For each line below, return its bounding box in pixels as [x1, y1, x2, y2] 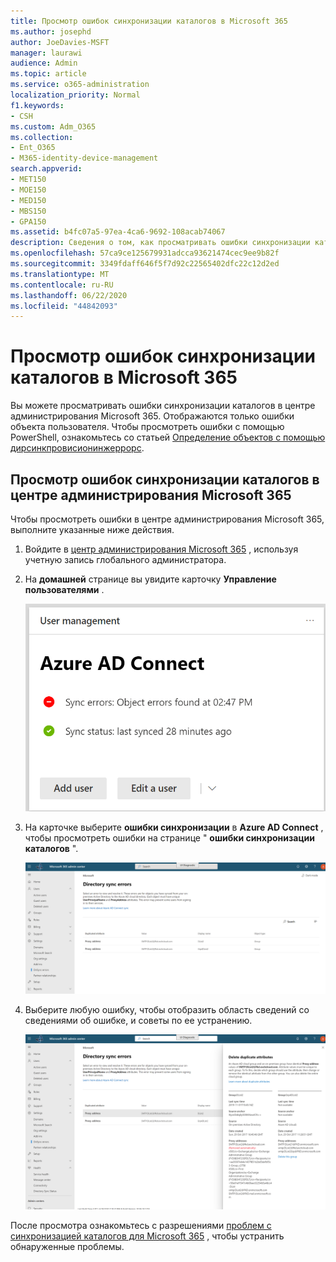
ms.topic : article [10, 69, 87, 79]
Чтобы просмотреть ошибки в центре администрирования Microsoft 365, [10, 513, 325, 525]
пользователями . [24, 584, 105, 595]
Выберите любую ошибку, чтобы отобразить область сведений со [24, 1003, 310, 1015]
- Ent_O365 [10, 143, 56, 153]
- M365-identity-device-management [10, 153, 159, 164]
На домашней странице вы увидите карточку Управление [24, 573, 277, 585]
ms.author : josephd [10, 26, 92, 37]
